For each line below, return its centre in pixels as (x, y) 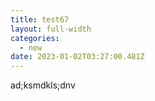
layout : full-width (51, 29)
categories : (35, 38)
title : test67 (40, 19)
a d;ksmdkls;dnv (43, 85)
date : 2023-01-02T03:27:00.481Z (77, 57)
